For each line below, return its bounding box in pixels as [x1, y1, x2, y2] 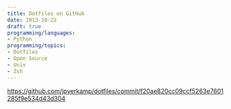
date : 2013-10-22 [7, 17, 57, 23]
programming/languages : [7, 29, 76, 37]
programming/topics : [7, 42, 67, 49]
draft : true [7, 23, 41, 30]
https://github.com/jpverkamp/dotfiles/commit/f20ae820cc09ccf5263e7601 [7, 87, 224, 95]
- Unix [7, 61, 26, 68]
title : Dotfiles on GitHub [7, 10, 85, 17]
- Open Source [7, 55, 48, 62]
